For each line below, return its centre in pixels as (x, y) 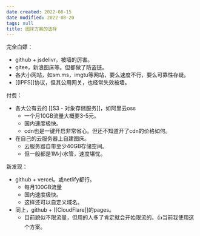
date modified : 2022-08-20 (40, 18)
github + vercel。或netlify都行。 (55, 180)
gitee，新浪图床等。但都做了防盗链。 (61, 67)
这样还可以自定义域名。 (53, 202)
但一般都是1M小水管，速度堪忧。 (65, 154)
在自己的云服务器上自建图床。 (52, 139)
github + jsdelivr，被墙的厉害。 (54, 60)
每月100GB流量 (43, 187)
